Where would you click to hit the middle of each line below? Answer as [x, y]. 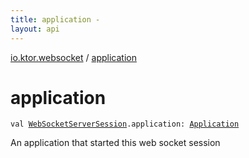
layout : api [35, 29]
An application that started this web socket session [115, 143]
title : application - [55, 19]
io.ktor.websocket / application [73, 57]
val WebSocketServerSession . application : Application [125, 124]
